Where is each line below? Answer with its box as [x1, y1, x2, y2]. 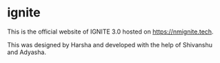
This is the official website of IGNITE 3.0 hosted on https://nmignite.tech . [7, 27, 214, 36]
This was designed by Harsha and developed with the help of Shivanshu [7, 40, 212, 49]
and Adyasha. [7, 48, 47, 56]
